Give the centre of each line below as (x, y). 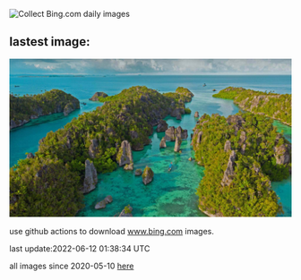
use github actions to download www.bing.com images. (112, 232)
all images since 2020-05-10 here (72, 266)
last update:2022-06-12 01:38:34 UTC (80, 249)
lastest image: (50, 42)
